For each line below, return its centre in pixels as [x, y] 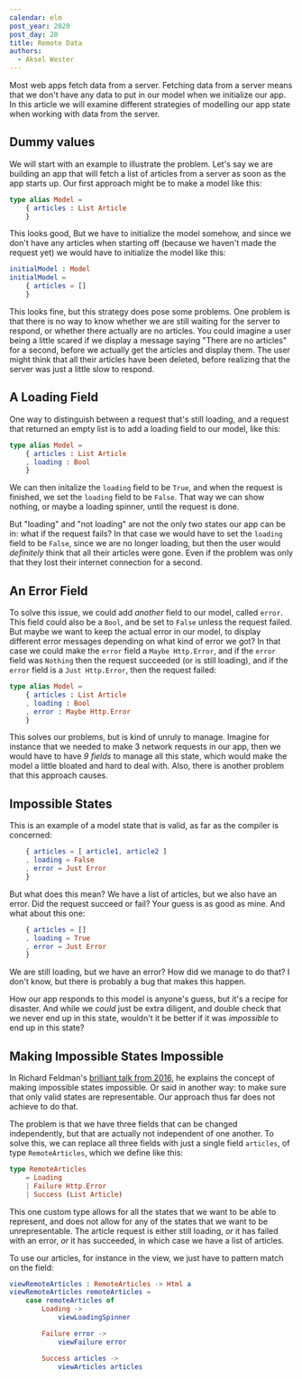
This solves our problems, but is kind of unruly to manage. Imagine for [140, 737]
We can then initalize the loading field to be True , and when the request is [146, 488]
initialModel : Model [50, 269]
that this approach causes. [59, 775]
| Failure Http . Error [66, 1186]
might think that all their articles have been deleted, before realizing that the [150, 359]
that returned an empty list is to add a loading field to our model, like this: [145, 428]
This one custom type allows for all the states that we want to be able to [143, 1211]
